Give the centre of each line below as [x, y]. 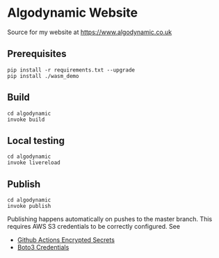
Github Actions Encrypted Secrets [66, 240]
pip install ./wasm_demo [43, 76]
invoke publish [29, 207]
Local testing [36, 140]
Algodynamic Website [73, 13]
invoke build [26, 120]
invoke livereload [34, 163]
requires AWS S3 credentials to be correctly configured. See [94, 227]
